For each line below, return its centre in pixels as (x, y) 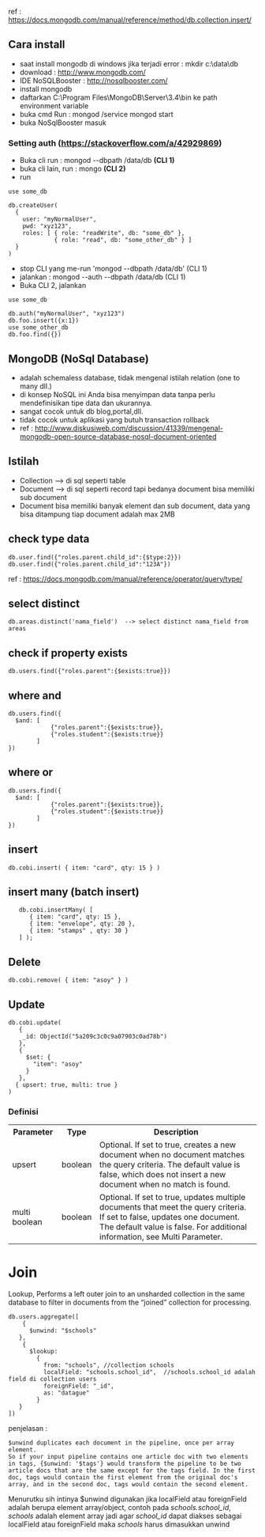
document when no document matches (172, 1155)
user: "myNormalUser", (60, 220)
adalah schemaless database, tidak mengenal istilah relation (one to (130, 377)
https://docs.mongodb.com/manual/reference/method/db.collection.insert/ (130, 20)
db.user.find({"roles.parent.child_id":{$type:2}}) (95, 557)
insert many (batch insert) (74, 892)
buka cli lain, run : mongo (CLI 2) (73, 168)
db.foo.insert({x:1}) (44, 321)
